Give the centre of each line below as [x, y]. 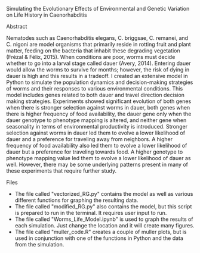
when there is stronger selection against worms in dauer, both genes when [98, 107]
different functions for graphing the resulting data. [76, 200]
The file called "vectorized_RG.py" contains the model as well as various [104, 194]
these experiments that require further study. [61, 171]
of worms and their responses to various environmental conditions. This [95, 88]
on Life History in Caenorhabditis [47, 15]
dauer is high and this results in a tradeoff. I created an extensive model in [97, 76]
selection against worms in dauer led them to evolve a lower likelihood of [96, 133]
